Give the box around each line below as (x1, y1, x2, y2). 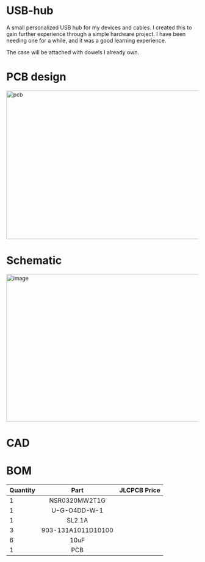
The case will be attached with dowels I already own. (6, 48, 139, 55)
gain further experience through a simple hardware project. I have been (6, 30, 186, 37)
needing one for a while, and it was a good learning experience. (6, 37, 167, 44)
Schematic (6, 254, 62, 268)
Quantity (9, 486, 35, 494)
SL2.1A (67, 516, 88, 524)
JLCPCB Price (119, 486, 160, 494)
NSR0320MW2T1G (49, 496, 106, 505)
